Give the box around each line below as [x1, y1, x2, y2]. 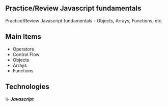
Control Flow [12, 51, 40, 58]
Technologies [5, 83, 50, 91]
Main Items [5, 33, 42, 41]
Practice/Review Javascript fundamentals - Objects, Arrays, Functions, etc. [5, 17, 163, 23]
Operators [12, 46, 34, 52]
